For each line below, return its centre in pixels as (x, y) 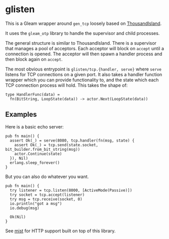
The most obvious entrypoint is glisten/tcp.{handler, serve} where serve (83, 69)
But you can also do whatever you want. (47, 177)
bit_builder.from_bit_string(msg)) (43, 149)
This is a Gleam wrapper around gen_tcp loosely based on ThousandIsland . (83, 23)
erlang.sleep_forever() (35, 163)
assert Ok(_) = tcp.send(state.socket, (56, 145)
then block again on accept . (34, 59)
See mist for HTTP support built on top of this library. (60, 231)
